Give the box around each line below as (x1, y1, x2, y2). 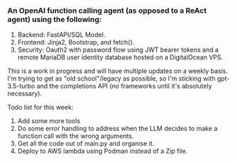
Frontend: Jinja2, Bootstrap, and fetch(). (17, 38, 134, 47)
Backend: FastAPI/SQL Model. (17, 30, 106, 39)
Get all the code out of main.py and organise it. (17, 139, 154, 148)
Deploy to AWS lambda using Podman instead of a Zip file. (17, 147, 188, 156)
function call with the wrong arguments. (17, 132, 134, 140)
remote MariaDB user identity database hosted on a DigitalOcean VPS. (17, 53, 224, 62)
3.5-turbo (7, 82, 35, 91)
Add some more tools (17, 117, 81, 125)
